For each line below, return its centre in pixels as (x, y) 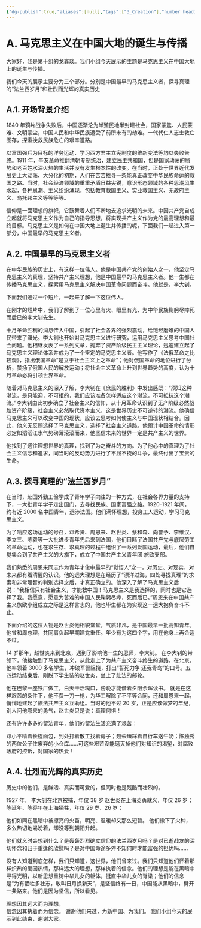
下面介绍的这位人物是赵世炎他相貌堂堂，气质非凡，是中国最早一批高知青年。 (100, 625)
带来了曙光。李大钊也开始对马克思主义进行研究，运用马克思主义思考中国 (100, 338)
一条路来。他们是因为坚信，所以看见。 (53, 891)
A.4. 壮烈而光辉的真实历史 (54, 772)
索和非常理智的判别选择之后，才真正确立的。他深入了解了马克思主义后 (93, 582)
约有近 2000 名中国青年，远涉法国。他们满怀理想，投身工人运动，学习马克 (98, 512)
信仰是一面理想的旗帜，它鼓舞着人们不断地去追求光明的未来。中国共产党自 (98, 211)
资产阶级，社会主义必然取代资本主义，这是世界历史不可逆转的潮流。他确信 (103, 410)
